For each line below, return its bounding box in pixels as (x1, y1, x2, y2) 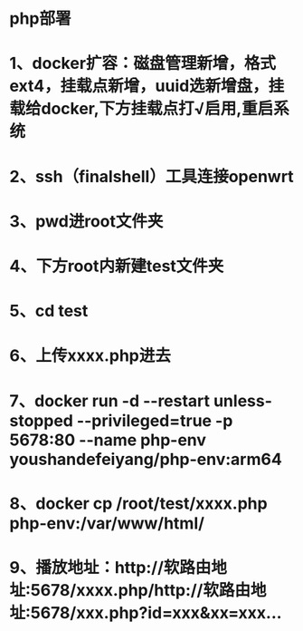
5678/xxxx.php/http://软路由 (30, 579, 251, 600)
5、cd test (9, 301, 89, 322)
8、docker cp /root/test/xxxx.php (9, 493, 269, 513)
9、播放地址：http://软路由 (9, 557, 212, 578)
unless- (213, 391, 273, 411)
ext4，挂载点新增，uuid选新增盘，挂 (9, 76, 285, 96)
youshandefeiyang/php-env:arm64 (9, 449, 282, 470)
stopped (9, 410, 74, 431)
